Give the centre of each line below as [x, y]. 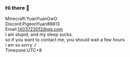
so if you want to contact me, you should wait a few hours [65, 40]
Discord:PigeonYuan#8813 [33, 24]
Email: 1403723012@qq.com [34, 29]
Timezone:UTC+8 [24, 50]
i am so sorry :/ [21, 45]
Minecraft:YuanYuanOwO [31, 19]
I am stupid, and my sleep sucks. [39, 35]
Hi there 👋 [18, 8]
